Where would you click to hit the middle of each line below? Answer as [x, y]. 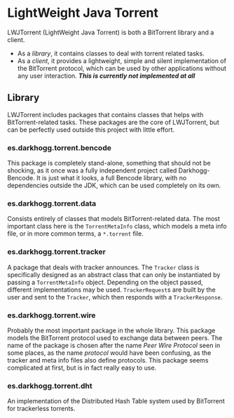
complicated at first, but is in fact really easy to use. [82, 368]
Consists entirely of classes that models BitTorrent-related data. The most [114, 219]
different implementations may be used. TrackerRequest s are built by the [111, 290]
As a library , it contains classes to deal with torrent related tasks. [111, 53]
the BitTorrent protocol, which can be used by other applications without [122, 68]
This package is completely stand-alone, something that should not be [109, 163]
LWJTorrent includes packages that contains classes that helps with [105, 114]
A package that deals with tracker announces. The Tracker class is [103, 267]
